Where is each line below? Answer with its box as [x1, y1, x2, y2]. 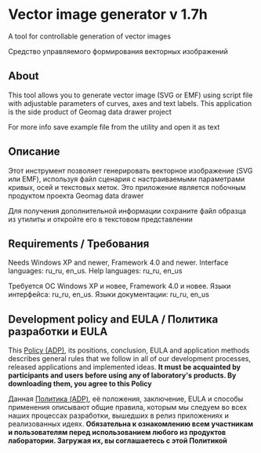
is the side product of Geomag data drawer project [8, 107, 172, 116]
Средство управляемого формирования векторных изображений [8, 46, 229, 56]
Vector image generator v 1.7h [8, 5, 208, 24]
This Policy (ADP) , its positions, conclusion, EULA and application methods [8, 345, 250, 355]
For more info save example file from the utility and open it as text [8, 122, 220, 131]
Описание [8, 145, 60, 159]
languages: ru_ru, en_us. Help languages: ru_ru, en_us [8, 266, 183, 276]
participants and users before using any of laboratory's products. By [8, 371, 237, 380]
